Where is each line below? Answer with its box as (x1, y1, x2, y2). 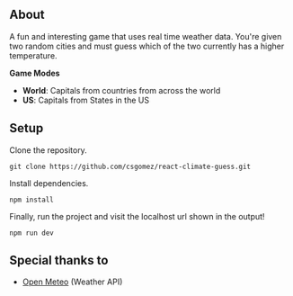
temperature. (9, 49, 58, 61)
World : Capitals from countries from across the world (22, 85, 221, 95)
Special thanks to (9, 253, 109, 268)
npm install (9, 195, 54, 204)
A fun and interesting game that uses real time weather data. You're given (9, 31, 282, 41)
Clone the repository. (9, 144, 87, 156)
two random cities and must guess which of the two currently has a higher (9, 40, 285, 51)
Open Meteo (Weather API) (22, 276, 123, 287)
